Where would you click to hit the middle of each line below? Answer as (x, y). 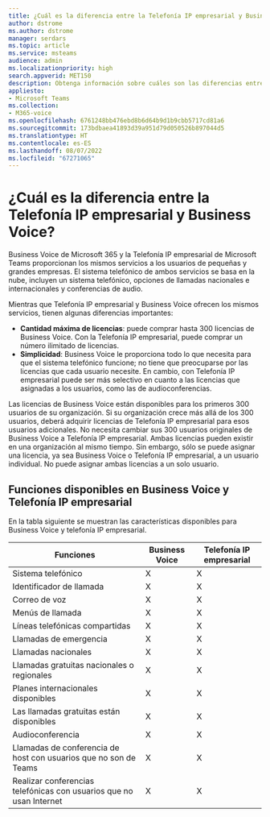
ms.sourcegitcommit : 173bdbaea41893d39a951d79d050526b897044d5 (117, 128)
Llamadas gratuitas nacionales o (73, 665)
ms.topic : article (39, 46)
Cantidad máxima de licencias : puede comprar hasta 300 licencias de (137, 329)
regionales (32, 675)
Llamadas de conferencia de (66, 748)
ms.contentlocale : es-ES (50, 143)
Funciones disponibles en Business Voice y (119, 489)
